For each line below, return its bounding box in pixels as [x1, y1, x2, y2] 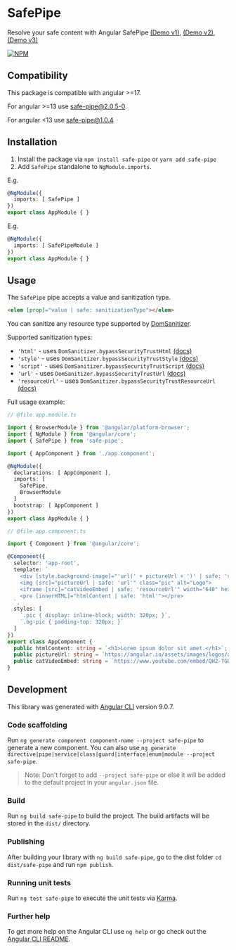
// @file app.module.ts [7, 412, 77, 419]
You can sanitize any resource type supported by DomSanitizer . [7, 319, 192, 328]
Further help [7, 911, 51, 921]
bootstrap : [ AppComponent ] [13, 502, 99, 509]
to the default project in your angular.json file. [24, 778, 159, 787]
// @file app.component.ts [7, 528, 86, 535]
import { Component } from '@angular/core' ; [7, 540, 140, 547]
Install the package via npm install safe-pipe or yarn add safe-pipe [17, 155, 217, 163]
